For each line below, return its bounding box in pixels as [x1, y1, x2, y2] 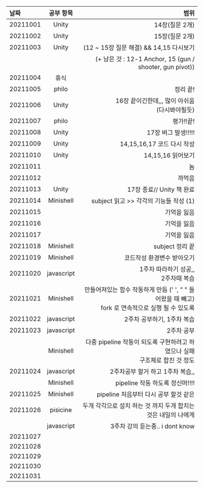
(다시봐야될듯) [156, 106, 195, 114]
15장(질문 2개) [154, 32, 195, 40]
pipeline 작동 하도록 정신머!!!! [115, 379, 195, 387]
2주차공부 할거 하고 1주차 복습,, [109, 367, 195, 376]
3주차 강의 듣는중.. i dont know [110, 422, 195, 430]
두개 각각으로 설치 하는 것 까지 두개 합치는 [82, 402, 195, 410]
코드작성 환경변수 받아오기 [124, 254, 195, 262]
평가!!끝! [172, 117, 195, 125]
